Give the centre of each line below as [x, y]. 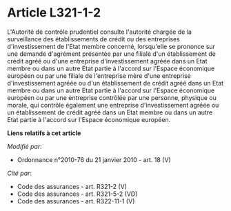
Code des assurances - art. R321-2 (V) [72, 186]
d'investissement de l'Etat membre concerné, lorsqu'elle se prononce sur [111, 46]
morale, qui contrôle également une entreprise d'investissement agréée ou [113, 105]
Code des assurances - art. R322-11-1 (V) [76, 201]
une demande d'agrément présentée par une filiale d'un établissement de [111, 54]
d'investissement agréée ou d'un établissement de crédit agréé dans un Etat [115, 83]
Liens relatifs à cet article [44, 133]
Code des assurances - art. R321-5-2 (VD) [77, 194]
